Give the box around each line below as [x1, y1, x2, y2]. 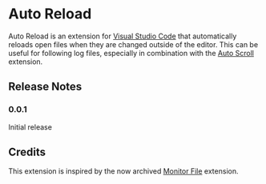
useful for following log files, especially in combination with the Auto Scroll [8, 48, 255, 58]
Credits [8, 146, 46, 159]
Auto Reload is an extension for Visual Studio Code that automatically [8, 31, 237, 41]
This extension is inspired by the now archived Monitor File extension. [8, 166, 239, 176]
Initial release [8, 122, 52, 132]
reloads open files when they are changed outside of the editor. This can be [8, 39, 259, 49]
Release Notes [8, 80, 83, 94]
